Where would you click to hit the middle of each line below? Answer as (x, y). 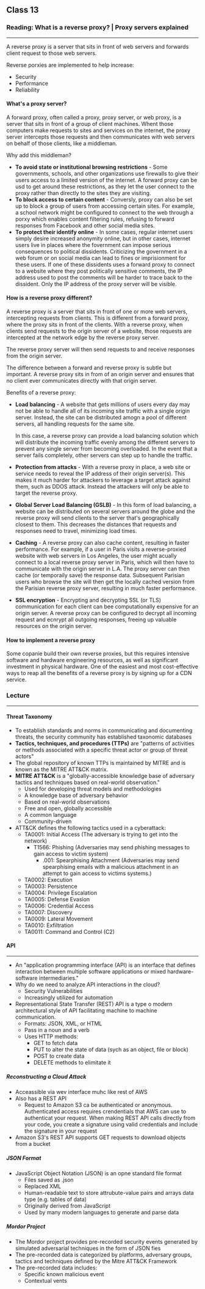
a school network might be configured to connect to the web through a (104, 212)
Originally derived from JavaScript (67, 1206)
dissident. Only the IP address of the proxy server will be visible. (96, 284)
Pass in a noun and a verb (57, 1030)
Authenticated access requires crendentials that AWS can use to (105, 1111)
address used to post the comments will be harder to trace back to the (103, 277)
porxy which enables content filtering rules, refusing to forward (95, 219)
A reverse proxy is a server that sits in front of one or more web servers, (97, 312)
